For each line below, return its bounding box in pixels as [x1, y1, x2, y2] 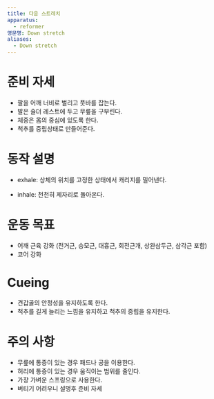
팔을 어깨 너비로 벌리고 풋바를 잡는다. [17, 98, 117, 107]
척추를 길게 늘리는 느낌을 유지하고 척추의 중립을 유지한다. [17, 307, 171, 315]
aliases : [7, 36, 32, 43]
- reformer [13, 23, 45, 30]
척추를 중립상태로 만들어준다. [17, 124, 95, 132]
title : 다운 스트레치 [7, 10, 61, 17]
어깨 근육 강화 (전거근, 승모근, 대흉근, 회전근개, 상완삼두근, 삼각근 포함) [17, 241, 208, 249]
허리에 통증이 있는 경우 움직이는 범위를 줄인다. [17, 366, 142, 375]
